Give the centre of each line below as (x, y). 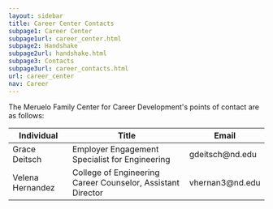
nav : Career (28, 83)
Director (88, 193)
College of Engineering (116, 173)
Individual (39, 135)
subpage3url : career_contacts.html (69, 69)
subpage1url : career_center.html (65, 38)
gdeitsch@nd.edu (223, 154)
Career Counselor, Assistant (126, 182)
